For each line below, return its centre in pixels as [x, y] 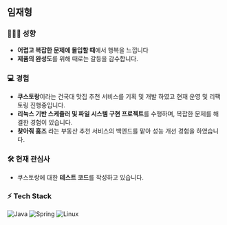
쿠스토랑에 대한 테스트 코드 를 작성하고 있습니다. [80, 178]
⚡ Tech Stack [29, 196]
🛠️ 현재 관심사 [29, 159]
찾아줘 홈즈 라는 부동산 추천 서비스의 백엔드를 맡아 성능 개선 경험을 [106, 131]
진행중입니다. [47, 105]
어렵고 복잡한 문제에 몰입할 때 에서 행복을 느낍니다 [83, 50]
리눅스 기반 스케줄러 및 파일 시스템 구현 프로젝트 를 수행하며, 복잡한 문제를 [114, 114]
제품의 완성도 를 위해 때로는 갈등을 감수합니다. [78, 58]
